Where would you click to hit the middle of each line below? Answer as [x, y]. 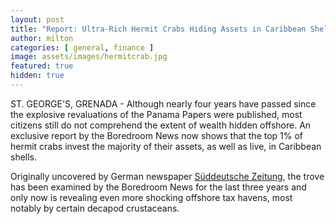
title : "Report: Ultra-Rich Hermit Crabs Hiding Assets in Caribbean [158, 29]
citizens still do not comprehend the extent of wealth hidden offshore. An [161, 125]
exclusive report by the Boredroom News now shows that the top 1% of [157, 135]
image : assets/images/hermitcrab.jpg [89, 57]
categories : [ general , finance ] [82, 47]
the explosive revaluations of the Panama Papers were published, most [156, 114]
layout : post [37, 19]
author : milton [42, 38]
